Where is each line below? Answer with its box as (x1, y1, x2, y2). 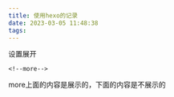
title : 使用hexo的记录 (8, 11, 79, 20)
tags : (8, 26, 26, 34)
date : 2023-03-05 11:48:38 (8, 19, 99, 27)
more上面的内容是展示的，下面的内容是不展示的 (8, 80, 166, 90)
